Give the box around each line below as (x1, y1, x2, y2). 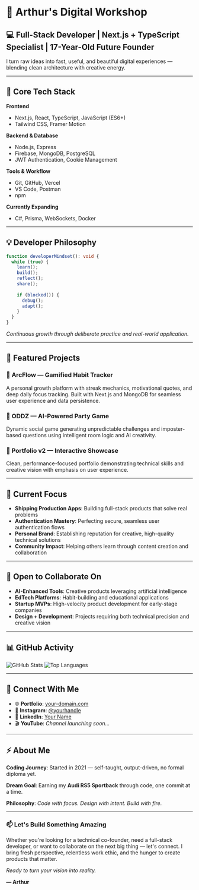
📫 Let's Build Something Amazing (6, 820, 107, 829)
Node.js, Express (14, 143, 56, 150)
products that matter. (6, 855, 57, 862)
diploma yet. (6, 771, 37, 778)
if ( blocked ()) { (17, 292, 60, 298)
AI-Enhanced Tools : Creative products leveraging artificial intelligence (14, 588, 188, 595)
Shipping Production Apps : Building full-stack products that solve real (14, 505, 188, 512)
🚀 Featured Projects (6, 353, 81, 363)
